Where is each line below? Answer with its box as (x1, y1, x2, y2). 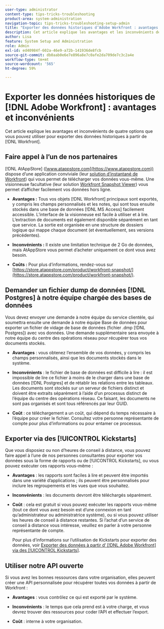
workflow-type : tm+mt (5, 57, 49, 62)
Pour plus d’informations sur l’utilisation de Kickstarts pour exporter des (12, 537, 157, 543)
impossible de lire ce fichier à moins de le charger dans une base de (12, 374, 150, 381)
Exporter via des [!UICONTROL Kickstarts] (5, 434, 137, 443)
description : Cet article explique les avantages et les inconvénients (5, 30, 154, 35)
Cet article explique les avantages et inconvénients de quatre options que (5, 128, 153, 134)
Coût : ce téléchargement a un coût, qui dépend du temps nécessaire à (12, 410, 156, 416)
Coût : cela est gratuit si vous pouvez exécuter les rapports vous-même (12, 502, 157, 507)
